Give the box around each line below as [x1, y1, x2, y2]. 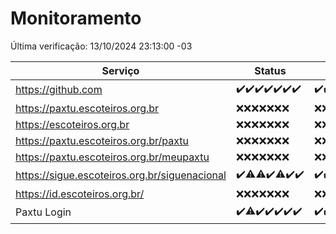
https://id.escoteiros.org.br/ [15, 187, 145, 201]
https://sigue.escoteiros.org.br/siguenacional [15, 168, 227, 182]
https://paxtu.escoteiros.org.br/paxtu [15, 133, 190, 147]
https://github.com [15, 83, 103, 97]
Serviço [101, 63, 140, 77]
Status [254, 63, 287, 77]
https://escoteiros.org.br [15, 117, 130, 131]
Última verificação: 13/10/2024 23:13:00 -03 [10, 40, 193, 52]
